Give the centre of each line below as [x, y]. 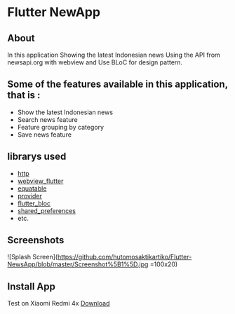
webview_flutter [40, 181]
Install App [32, 286]
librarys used [37, 157]
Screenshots [36, 240]
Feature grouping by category [60, 127]
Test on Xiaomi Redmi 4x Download [59, 303]
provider [29, 196]
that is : [24, 95]
